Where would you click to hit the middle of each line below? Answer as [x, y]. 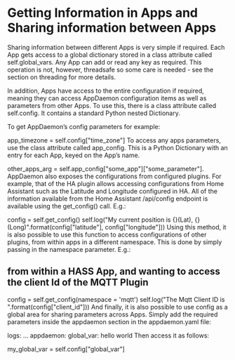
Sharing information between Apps [112, 28]
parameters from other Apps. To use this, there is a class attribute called [112, 105]
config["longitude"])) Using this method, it [166, 227]
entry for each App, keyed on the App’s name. [74, 155]
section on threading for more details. [62, 77]
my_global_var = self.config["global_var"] [66, 349]
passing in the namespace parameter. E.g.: [69, 249]
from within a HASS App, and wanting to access [114, 272]
